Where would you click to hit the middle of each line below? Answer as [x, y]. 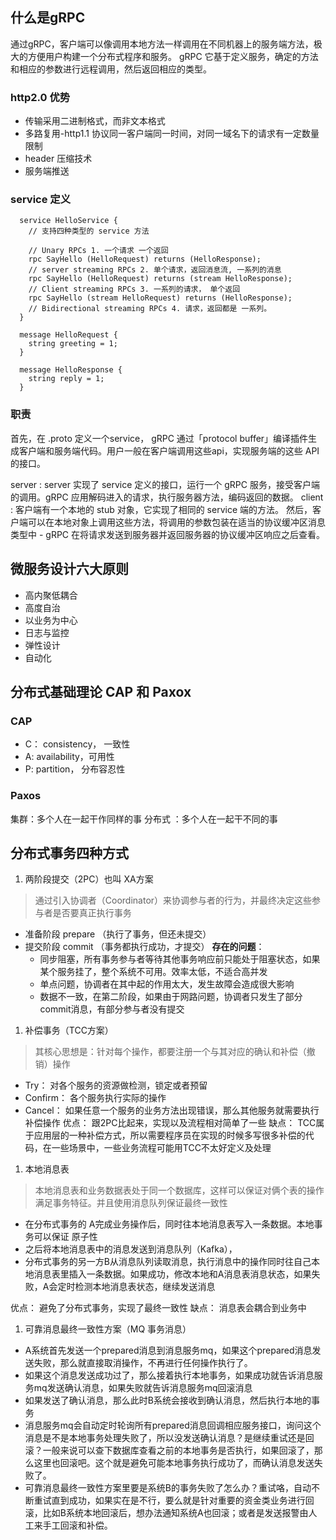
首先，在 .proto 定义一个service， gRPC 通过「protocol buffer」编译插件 [159, 438]
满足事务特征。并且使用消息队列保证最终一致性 [131, 1203]
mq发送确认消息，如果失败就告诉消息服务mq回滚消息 [143, 1388]
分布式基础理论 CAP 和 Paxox [101, 691]
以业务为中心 [51, 620]
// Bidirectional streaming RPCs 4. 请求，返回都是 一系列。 [150, 309]
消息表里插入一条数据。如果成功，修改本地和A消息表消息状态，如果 [172, 1274]
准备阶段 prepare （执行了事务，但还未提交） [118, 934]
